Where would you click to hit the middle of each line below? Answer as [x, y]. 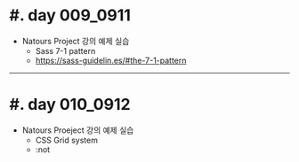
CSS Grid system [66, 140]
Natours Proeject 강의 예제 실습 [78, 130]
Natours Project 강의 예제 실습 [76, 41]
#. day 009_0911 [70, 15]
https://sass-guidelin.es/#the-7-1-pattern [111, 60]
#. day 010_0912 [70, 105]
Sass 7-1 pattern [65, 50]
